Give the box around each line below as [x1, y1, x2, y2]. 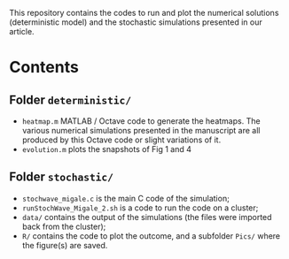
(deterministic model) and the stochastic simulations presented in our [9, 17, 263, 27]
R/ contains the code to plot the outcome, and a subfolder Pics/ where [21, 230, 281, 241]
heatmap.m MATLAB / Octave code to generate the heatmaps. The [21, 116, 261, 126]
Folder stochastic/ [9, 170, 113, 185]
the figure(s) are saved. [21, 240, 108, 250]
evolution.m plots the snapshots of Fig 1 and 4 [21, 144, 192, 154]
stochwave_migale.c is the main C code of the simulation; [21, 193, 230, 203]
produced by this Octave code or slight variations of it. [21, 134, 222, 145]
